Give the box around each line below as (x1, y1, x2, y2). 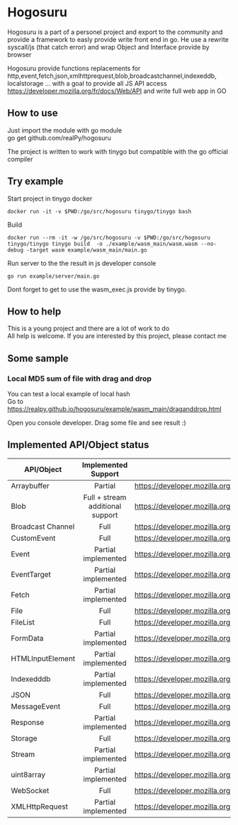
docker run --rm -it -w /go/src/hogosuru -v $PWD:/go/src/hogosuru (7, 234, 211, 241)
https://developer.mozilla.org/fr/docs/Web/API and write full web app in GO (7, 86, 227, 95)
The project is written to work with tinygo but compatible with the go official (7, 147, 228, 156)
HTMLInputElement (11, 653, 76, 663)
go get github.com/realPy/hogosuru (7, 133, 112, 142)
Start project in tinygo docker (7, 194, 93, 203)
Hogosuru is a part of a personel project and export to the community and (7, 28, 223, 36)
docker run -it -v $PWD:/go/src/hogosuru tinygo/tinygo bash (7, 208, 192, 215)
